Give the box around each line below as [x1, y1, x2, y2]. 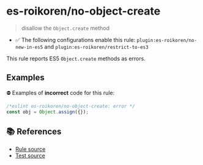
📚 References [6, 126, 62, 136]
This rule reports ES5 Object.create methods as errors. [6, 55, 146, 62]
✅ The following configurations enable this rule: [15, 36, 136, 43]
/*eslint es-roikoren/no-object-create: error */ [6, 103, 136, 109]
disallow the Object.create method [21, 24, 110, 32]
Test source [15, 152, 46, 160]
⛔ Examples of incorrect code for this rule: [6, 89, 115, 96]
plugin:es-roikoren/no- [136, 37, 197, 43]
